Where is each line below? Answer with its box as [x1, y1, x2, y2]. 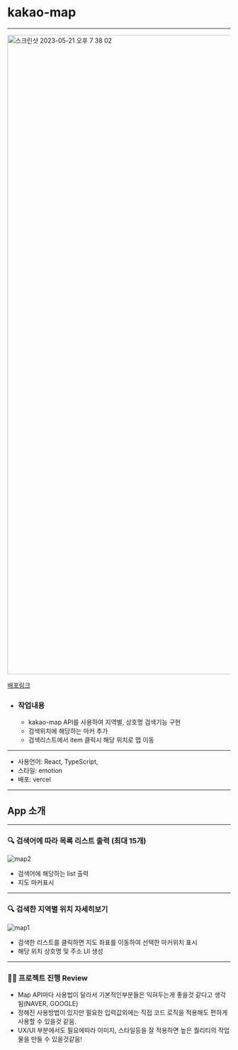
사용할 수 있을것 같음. [17, 1017, 76, 1025]
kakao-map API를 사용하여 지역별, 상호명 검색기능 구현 [28, 718, 181, 727]
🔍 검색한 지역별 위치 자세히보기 [7, 904, 108, 914]
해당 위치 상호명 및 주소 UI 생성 [17, 946, 104, 956]
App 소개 [7, 804, 46, 817]
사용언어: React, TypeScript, [17, 757, 98, 766]
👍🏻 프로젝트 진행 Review [7, 973, 89, 983]
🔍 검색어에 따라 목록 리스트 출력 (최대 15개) [7, 835, 147, 845]
